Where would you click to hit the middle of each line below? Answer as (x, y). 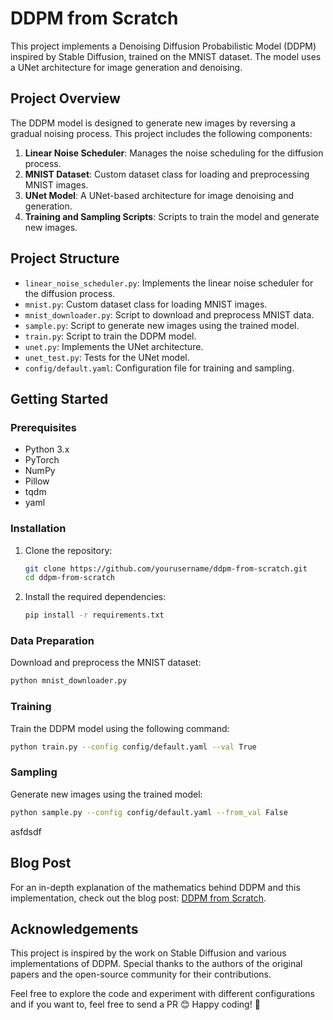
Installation (38, 529)
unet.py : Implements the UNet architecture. (114, 346)
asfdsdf (26, 831)
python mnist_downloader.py (69, 681)
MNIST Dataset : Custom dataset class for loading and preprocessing (167, 174)
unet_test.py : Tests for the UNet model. (107, 357)
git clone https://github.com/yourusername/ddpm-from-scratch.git (166, 568)
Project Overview (65, 98)
